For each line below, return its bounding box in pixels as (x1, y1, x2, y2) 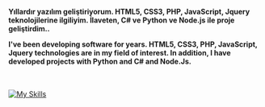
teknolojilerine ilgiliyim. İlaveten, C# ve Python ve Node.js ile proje (8, 15, 235, 25)
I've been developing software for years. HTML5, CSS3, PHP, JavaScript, (8, 39, 258, 49)
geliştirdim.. (8, 24, 50, 33)
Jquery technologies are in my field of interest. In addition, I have (8, 48, 232, 57)
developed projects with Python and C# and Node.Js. (8, 56, 192, 66)
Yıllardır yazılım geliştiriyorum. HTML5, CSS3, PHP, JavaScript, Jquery (8, 7, 250, 16)
